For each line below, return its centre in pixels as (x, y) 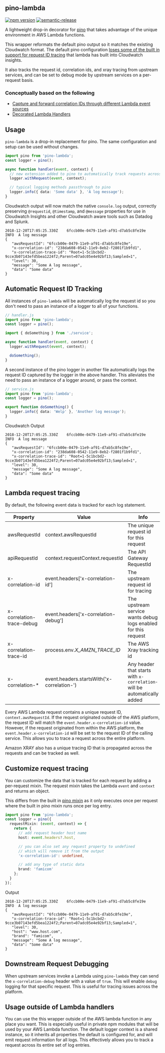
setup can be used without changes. (42, 146)
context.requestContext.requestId (84, 558)
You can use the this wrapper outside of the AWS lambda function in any (79, 1019)
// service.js (20, 389)
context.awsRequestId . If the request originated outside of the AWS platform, (82, 717)
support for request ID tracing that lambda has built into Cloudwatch (74, 55)
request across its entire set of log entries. (48, 1045)
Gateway (138, 558)
